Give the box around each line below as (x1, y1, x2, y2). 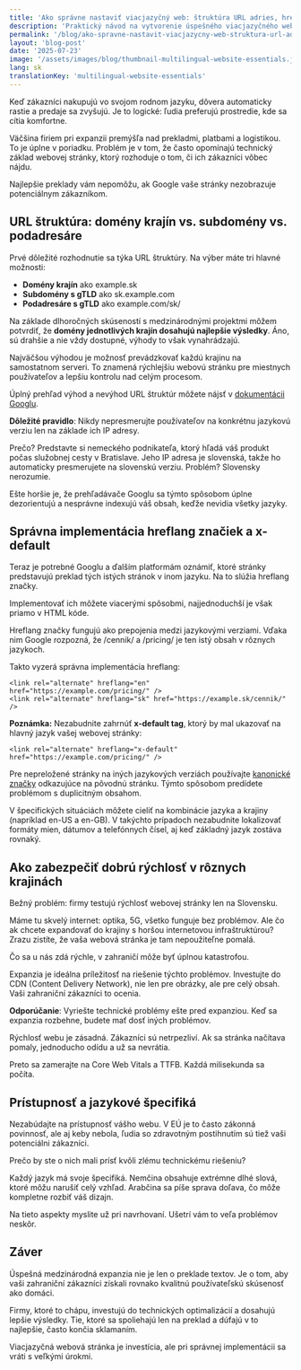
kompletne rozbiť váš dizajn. (9, 1191, 114, 1202)
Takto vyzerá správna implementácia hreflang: (9, 662, 181, 672)
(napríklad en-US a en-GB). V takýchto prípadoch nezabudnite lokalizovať (9, 814, 282, 826)
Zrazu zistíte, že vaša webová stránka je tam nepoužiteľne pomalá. (9, 935, 256, 945)
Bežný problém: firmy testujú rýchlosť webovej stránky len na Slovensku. (9, 898, 278, 909)
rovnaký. (9, 834, 42, 845)
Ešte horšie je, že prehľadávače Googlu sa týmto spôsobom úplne (9, 488, 253, 499)
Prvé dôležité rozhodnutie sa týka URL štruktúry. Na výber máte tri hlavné (9, 252, 281, 263)
